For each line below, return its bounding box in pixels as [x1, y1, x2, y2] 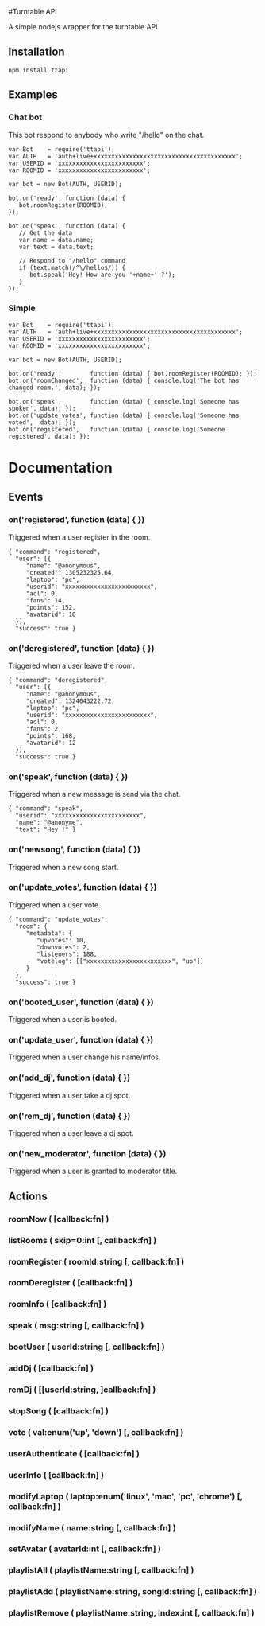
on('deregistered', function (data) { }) [8, 642, 155, 653]
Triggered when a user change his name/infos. [8, 1052, 161, 1062]
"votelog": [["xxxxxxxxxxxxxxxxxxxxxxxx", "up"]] [36, 957, 204, 965]
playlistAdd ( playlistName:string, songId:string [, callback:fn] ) [8, 1586, 258, 1597]
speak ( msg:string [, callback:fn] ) [8, 1320, 144, 1332]
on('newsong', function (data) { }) [8, 844, 141, 855]
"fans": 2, [25, 724, 62, 733]
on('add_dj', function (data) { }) [8, 1072, 131, 1083]
